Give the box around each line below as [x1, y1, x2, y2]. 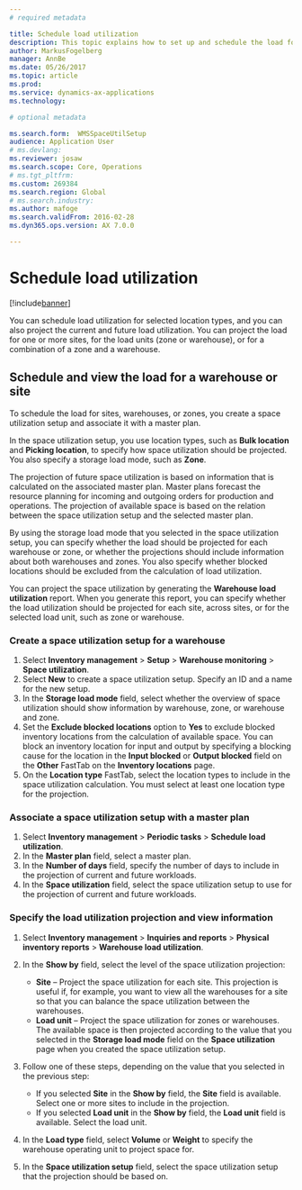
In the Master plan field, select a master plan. [22, 850, 191, 861]
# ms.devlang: [9, 146, 63, 155]
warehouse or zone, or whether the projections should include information [9, 546, 285, 557]
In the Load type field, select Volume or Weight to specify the [22, 1134, 253, 1145]
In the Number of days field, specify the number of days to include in [22, 860, 280, 871]
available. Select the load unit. [35, 1116, 147, 1127]
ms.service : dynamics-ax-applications [9, 87, 155, 97]
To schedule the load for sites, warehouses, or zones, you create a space [9, 407, 281, 419]
